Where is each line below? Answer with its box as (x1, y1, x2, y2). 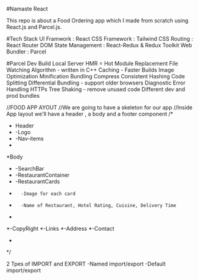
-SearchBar (15, 165, 44, 172)
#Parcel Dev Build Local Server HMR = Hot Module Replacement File (6, 60, 178, 67)
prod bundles (6, 92, 40, 99)
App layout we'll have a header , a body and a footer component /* (6, 111, 173, 117)
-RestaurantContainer (15, 171, 70, 179)
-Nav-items (15, 135, 44, 142)
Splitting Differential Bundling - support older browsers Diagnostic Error (6, 79, 186, 86)
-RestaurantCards (15, 178, 60, 185)
